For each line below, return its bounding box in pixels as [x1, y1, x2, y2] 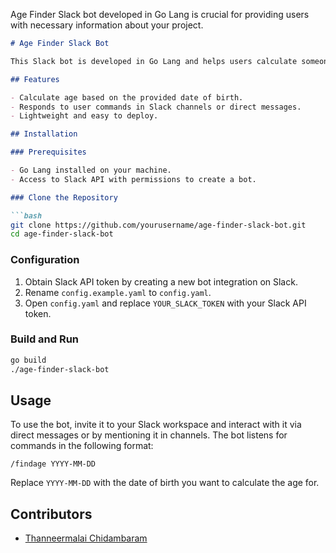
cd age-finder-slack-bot [10, 229, 114, 239]
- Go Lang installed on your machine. [10, 165, 172, 175]
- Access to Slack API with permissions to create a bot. [10, 174, 257, 184]
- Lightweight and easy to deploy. [10, 111, 159, 121]
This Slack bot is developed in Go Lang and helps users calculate [10, 56, 298, 66]
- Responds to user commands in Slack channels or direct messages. [10, 102, 302, 112]
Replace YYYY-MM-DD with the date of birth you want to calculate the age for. [10, 477, 320, 489]
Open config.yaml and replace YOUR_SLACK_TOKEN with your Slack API [24, 297, 307, 309]
